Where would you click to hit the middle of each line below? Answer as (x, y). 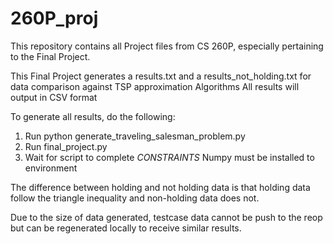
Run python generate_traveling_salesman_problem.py (135, 136)
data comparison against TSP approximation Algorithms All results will (155, 86)
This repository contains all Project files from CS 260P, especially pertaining (167, 46)
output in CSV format (54, 97)
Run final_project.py (66, 146)
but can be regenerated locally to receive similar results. (126, 228)
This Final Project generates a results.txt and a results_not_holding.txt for (161, 76)
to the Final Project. (50, 56)
